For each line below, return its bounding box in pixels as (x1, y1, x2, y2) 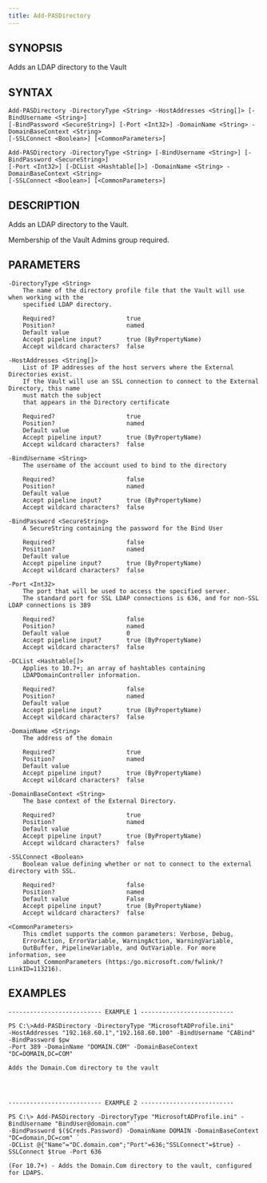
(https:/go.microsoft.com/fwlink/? (105, 958, 224, 966)
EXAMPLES (8, 986, 66, 1000)
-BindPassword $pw (8, 1036, 70, 1044)
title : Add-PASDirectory (8, 11, 91, 20)
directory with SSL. (8, 866, 78, 875)
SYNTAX (8, 86, 54, 99)
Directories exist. (8, 370, 74, 378)
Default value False (22, 894, 145, 903)
